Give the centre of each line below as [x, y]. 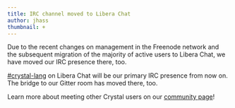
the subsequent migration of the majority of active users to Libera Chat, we [116, 54]
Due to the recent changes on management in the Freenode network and [113, 47]
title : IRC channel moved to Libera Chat [69, 14]
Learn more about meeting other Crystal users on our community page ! [111, 97]
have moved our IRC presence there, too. [67, 62]
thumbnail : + [26, 27]
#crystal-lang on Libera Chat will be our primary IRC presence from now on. [117, 76]
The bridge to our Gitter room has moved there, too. [83, 83]
